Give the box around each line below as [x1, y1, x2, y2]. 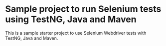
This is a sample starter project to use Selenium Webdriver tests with [5, 30, 147, 36]
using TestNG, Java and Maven [5, 14, 137, 25]
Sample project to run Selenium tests [5, 3, 162, 15]
